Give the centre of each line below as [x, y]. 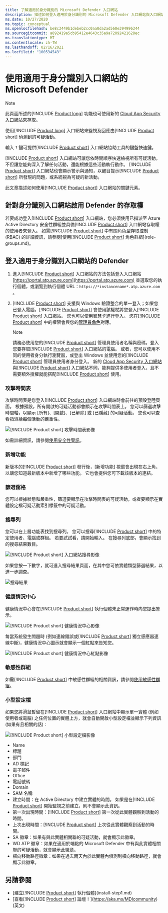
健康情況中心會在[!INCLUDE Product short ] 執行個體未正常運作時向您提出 [80, 608]
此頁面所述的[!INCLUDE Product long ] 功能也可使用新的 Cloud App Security [83, 114]
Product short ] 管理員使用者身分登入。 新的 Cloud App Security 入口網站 [87, 361]
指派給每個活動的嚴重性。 [36, 419]
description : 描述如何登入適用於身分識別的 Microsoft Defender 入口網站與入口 [81, 15]
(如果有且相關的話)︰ [27, 724]
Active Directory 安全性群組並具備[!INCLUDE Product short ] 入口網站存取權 [82, 225]
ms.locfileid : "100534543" [33, 52]
